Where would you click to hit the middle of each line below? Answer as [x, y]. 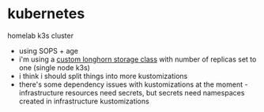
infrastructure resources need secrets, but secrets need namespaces [132, 92]
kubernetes [46, 14]
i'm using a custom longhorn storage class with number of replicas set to [138, 59]
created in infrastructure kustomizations [84, 101]
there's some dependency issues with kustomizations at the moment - [133, 84]
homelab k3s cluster [41, 35]
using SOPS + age [49, 50]
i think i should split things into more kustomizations [103, 76]
